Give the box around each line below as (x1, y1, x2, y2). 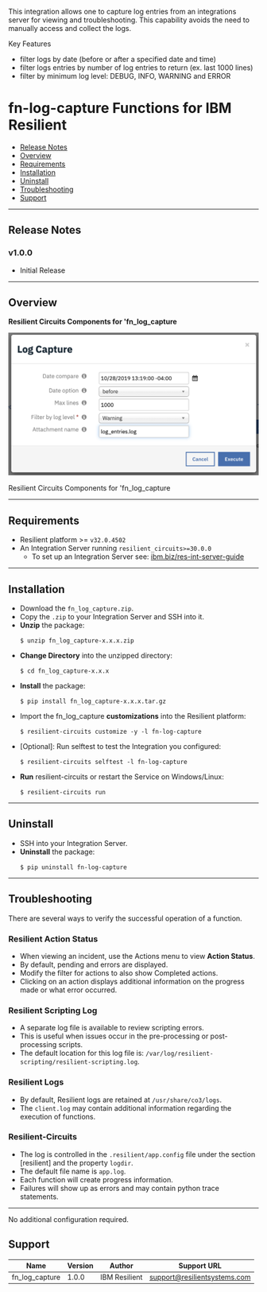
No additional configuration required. (8, 1214, 130, 1224)
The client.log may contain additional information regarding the (19, 1103, 232, 1112)
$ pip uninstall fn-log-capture (19, 863, 127, 871)
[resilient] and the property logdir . (19, 1158, 133, 1167)
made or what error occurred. (19, 985, 118, 995)
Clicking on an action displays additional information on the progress (19, 976, 245, 986)
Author (110, 1261, 133, 1271)
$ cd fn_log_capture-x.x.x (19, 667, 110, 675)
